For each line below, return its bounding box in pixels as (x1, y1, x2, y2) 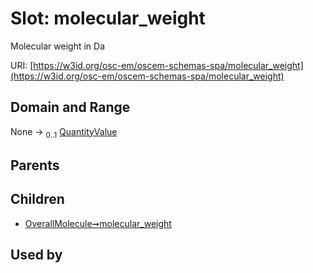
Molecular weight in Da (10, 40, 106, 52)
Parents (10, 157, 60, 174)
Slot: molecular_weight (10, 7, 206, 30)
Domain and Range (10, 99, 131, 116)
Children (10, 191, 65, 208)
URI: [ (10, 59, 34, 71)
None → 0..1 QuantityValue (10, 125, 118, 140)
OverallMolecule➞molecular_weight (24, 217, 172, 229)
